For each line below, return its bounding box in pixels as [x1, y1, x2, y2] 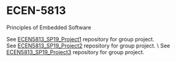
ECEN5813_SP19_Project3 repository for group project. [6, 48, 145, 55]
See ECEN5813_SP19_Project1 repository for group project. [6, 35, 155, 43]
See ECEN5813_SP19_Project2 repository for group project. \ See [6, 42, 170, 49]
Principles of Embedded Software [6, 24, 91, 31]
